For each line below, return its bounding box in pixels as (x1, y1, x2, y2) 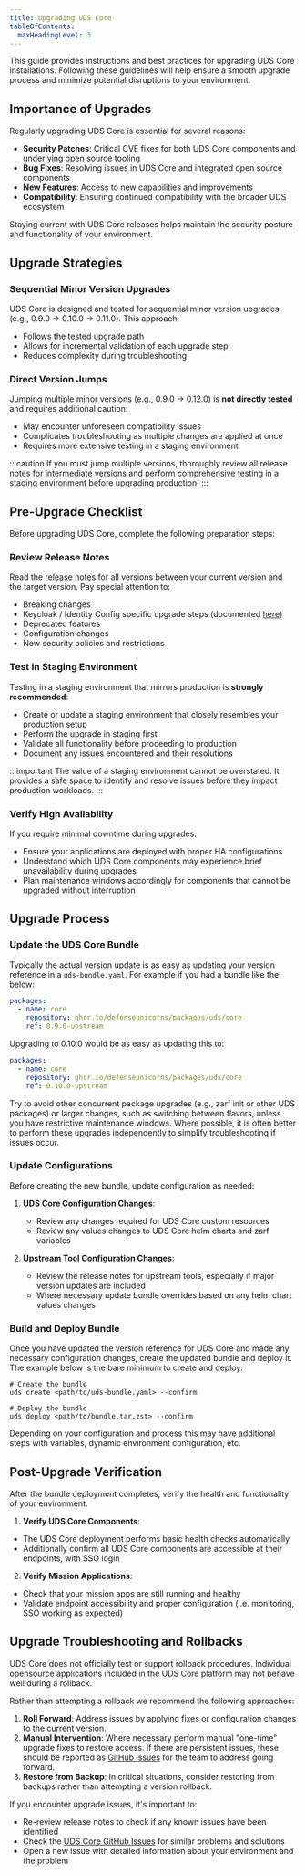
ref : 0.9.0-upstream (25, 1021, 104, 1032)
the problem (22, 1855, 69, 1866)
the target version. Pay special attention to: (9, 581, 171, 592)
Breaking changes (22, 599, 91, 610)
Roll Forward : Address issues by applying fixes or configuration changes (22, 1713, 297, 1723)
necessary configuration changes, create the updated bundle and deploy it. (9, 1353, 293, 1364)
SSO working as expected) (22, 1608, 124, 1618)
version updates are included (36, 1280, 146, 1291)
